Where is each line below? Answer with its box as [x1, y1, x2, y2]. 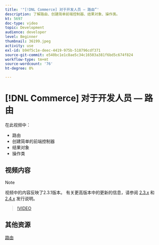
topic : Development [5, 25, 45, 30]
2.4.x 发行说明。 [5, 195, 38, 201]
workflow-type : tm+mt [5, 57, 49, 62]
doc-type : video [5, 20, 38, 26]
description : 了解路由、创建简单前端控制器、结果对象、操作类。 [5, 12, 120, 17]
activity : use [5, 43, 34, 48]
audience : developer [5, 30, 47, 35]
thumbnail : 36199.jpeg [5, 39, 51, 44]
